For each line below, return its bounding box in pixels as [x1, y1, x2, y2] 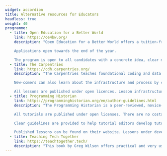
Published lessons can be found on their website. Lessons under [14, 130, 153, 135]
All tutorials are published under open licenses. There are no [14, 112, 150, 117]
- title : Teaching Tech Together [9, 134, 79, 139]
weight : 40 [5, 21, 28, 26]
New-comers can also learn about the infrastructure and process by [14, 80, 159, 85]
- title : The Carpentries [9, 62, 64, 67]
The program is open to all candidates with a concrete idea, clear [14, 57, 159, 62]
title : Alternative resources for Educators [5, 12, 99, 17]
